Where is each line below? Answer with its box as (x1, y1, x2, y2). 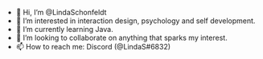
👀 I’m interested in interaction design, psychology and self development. (15, 16, 256, 26)
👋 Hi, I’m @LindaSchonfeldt (15, 8, 107, 17)
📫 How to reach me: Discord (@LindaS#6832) (15, 42, 171, 51)
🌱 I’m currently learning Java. (15, 25, 114, 33)
